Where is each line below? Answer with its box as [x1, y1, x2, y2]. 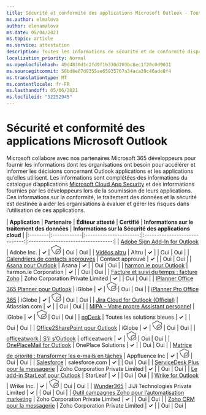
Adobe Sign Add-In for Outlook [120, 238, 199, 245]
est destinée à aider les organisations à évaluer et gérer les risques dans [6, 200, 190, 207]
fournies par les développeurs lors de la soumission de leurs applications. [6, 187, 193, 194]
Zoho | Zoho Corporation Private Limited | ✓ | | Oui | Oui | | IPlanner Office [6, 275, 194, 282]
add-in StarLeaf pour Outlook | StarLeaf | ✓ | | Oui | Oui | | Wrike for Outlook [6, 371, 199, 379]
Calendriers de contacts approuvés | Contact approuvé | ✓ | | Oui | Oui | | [6, 255, 192, 262]
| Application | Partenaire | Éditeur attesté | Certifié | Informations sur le [6, 218, 194, 226]
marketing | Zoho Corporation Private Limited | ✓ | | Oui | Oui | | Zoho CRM [6, 395, 195, 403]
